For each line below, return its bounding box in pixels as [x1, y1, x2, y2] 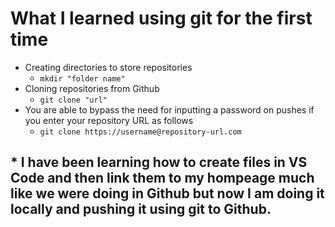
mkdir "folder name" [39, 73, 126, 84]
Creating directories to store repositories [24, 61, 193, 73]
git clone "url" [39, 95, 108, 105]
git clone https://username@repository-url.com [39, 127, 242, 137]
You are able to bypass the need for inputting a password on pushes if [24, 103, 315, 116]
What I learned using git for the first [10, 7, 313, 30]
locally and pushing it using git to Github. [10, 201, 272, 218]
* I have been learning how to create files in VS [10, 154, 308, 171]
